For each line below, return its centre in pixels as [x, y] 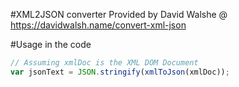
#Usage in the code [51, 44]
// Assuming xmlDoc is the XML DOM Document [104, 63]
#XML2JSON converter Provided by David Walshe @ [119, 14]
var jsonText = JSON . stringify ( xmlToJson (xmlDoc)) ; [120, 72]
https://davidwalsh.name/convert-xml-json [98, 25]
